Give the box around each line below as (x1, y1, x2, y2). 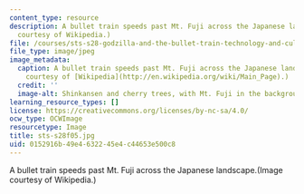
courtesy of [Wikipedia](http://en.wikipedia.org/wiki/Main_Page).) (25, 73, 290, 82)
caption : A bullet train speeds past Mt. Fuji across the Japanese (17, 64, 278, 73)
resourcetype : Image (9, 123, 88, 132)
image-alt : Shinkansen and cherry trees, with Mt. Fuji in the (17, 89, 261, 98)
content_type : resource (9, 13, 100, 23)
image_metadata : (9, 55, 71, 64)
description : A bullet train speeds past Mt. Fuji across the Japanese (9, 22, 285, 31)
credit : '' (17, 81, 59, 90)
